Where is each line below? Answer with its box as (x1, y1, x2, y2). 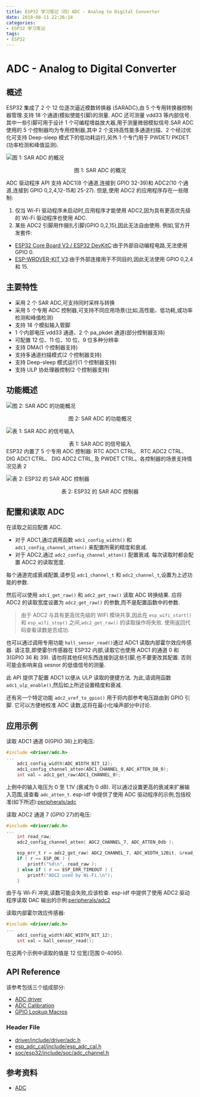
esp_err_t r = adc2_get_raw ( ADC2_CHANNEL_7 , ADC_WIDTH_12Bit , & (17, 850, 183, 856)
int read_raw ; (17, 834, 52, 840)
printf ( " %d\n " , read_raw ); (27, 861, 97, 867)
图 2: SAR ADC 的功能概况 (68, 415, 132, 422)
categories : (6, 20, 36, 26)
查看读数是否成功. (26, 627, 70, 634)
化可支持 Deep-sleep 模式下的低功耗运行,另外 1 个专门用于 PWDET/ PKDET (6, 134, 189, 141)
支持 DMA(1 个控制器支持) (14, 344, 78, 351)
